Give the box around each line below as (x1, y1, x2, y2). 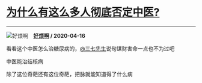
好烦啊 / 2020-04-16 (33, 32, 85, 39)
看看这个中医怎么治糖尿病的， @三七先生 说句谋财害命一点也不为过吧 (6, 45, 175, 52)
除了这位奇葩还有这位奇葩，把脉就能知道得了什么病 (6, 70, 133, 78)
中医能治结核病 (6, 58, 43, 65)
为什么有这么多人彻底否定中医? (6, 5, 160, 19)
